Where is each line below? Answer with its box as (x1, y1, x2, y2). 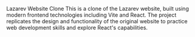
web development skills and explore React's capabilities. (6, 24, 148, 31)
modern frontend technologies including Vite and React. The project (6, 11, 177, 18)
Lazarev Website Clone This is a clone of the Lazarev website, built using (6, 5, 190, 12)
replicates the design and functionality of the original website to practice (6, 18, 188, 24)
